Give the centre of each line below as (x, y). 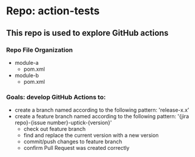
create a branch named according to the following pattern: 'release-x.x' (102, 110)
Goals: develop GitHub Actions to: (56, 97)
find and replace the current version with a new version (91, 136)
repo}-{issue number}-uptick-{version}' (63, 123)
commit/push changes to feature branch (73, 142)
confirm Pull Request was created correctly (76, 148)
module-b (27, 75)
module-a (27, 62)
